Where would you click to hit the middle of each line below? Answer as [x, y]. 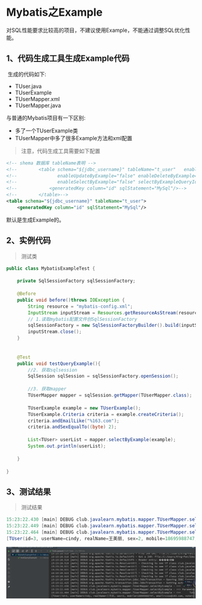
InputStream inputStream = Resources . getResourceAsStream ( [103, 313]
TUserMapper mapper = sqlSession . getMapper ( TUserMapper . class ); [110, 396]
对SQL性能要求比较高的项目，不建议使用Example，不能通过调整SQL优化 [96, 30]
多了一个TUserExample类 [46, 131]
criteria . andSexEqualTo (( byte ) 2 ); [72, 427]
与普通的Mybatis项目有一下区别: [46, 117]
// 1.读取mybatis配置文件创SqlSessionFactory [83, 319]
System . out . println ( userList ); [67, 446]
